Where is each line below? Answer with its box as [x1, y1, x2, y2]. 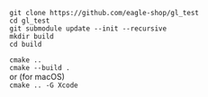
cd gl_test [9, 16, 50, 25]
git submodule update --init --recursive [9, 24, 167, 33]
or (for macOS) [9, 72, 65, 82]
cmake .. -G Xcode [9, 81, 78, 90]
